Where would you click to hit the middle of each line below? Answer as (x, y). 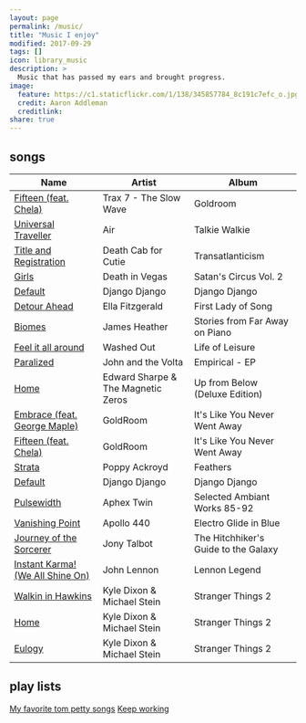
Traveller (33, 236)
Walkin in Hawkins (53, 596)
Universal (34, 224)
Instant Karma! (46, 564)
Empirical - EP (225, 361)
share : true (32, 120)
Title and (33, 250)
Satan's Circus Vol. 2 (239, 277)
